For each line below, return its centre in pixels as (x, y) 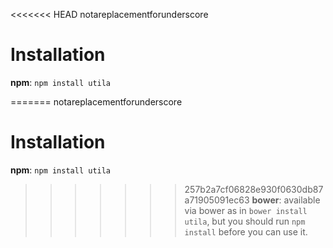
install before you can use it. (246, 231)
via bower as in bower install (246, 210)
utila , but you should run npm (245, 221)
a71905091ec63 (217, 200)
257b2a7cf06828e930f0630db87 (254, 189)
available (302, 200)
